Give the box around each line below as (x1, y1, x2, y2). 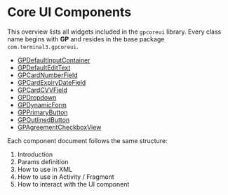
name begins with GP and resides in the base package (7, 34, 165, 43)
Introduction (17, 150, 53, 159)
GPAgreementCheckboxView (17, 123, 102, 131)
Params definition (17, 157, 69, 166)
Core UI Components (7, 4, 132, 20)
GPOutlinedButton (17, 115, 70, 123)
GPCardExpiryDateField (17, 78, 86, 86)
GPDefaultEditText (17, 63, 71, 72)
